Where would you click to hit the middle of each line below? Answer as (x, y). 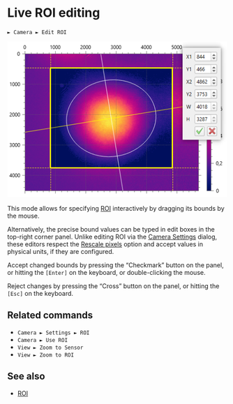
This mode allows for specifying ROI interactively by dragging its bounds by (116, 208)
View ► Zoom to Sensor (50, 347)
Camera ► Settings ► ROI (53, 333)
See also (26, 376)
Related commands (50, 315)
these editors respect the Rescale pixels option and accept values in (105, 244)
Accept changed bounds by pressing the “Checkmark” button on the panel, (116, 265)
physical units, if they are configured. (61, 251)
